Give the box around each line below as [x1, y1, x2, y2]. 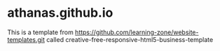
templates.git [7, 35, 46, 43]
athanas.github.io [7, 5, 114, 21]
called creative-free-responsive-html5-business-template [46, 35, 214, 43]
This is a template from [7, 28, 74, 36]
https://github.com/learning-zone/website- [74, 28, 199, 36]
